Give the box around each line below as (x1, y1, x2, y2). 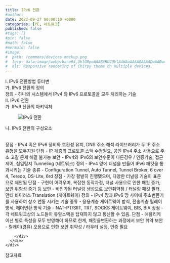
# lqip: (5, 59, 24, 64)
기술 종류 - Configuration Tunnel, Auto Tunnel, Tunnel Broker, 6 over (22, 167, 163, 173)
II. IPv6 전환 (5, 97, 29, 104)
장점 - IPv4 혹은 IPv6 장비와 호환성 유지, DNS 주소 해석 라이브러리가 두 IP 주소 (5, 142, 160, 148)
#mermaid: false (5, 45, 39, 50)
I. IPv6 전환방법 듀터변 (5, 78, 50, 84)
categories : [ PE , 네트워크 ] (5, 21, 60, 27)
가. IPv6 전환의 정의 (5, 84, 45, 91)
